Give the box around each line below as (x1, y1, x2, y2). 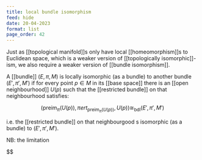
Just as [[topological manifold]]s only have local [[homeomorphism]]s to (6, 48, 188, 55)
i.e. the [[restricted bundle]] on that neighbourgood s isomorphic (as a (6, 118, 182, 125)
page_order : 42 (6, 32, 45, 38)
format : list (6, 26, 40, 32)
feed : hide (6, 15, 34, 21)
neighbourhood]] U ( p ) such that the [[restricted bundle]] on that (6, 86, 167, 93)
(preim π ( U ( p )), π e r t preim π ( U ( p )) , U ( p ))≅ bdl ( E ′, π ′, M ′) (40, 104, 165, 114)
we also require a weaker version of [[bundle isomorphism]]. (18, 61, 170, 69)
